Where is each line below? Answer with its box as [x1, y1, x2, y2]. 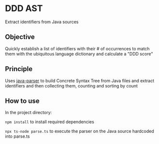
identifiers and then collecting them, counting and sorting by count [5, 83, 138, 88]
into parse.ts [5, 133, 30, 139]
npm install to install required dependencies [5, 119, 94, 125]
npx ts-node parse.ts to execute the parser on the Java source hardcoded [5, 129, 155, 134]
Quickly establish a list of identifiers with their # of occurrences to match [5, 45, 150, 51]
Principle [5, 65, 33, 73]
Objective [5, 33, 35, 41]
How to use [5, 97, 40, 105]
